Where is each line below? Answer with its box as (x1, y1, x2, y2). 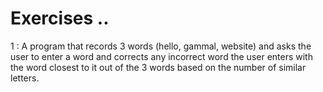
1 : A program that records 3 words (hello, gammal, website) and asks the (10, 40, 312, 52)
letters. (10, 72, 40, 84)
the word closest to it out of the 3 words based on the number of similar (10, 61, 307, 73)
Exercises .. (10, 7, 110, 30)
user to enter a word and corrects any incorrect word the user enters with (10, 50, 313, 62)
